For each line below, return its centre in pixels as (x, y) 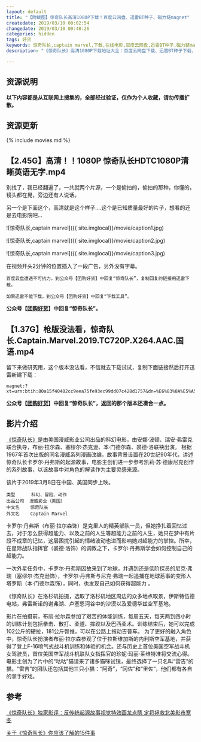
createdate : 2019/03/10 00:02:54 (48, 23)
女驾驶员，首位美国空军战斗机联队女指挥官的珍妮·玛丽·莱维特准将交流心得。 (100, 653)
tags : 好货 (19, 40)
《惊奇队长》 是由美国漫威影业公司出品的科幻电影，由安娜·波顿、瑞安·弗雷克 (100, 439)
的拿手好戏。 (22, 676)
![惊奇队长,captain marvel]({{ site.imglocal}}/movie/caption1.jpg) (85, 228)
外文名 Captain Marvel (37, 514)
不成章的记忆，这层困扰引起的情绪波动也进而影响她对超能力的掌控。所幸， (103, 541)
